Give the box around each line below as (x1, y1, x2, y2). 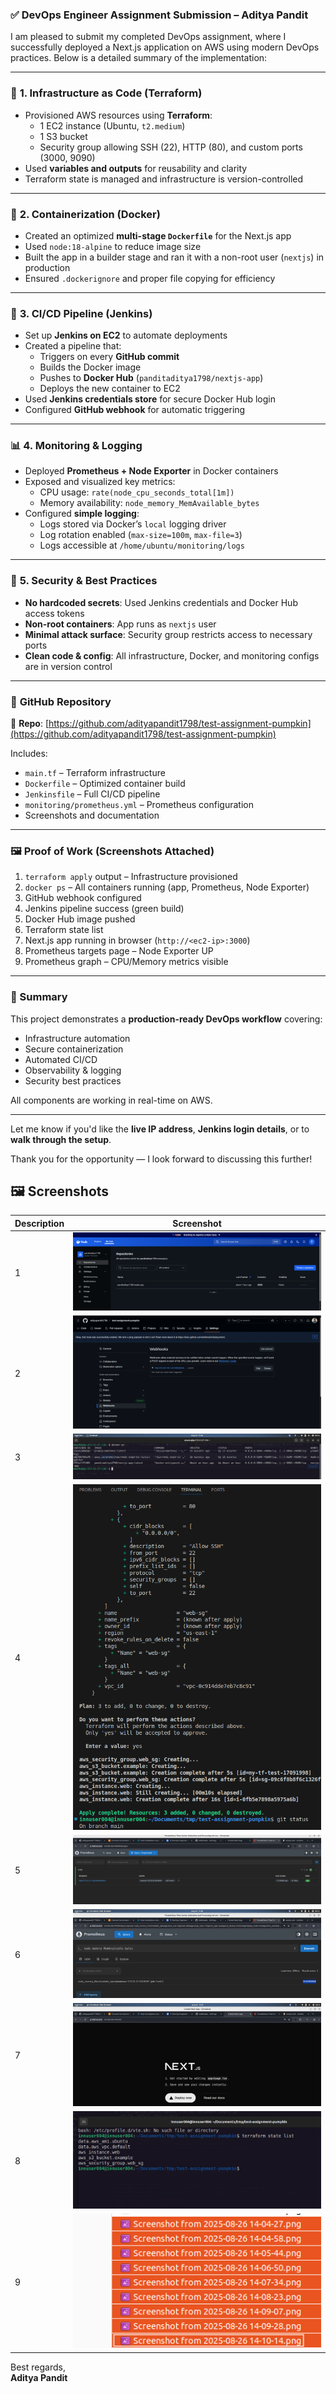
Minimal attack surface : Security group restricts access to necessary (24, 628, 313, 640)
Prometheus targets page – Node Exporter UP (24, 945, 214, 957)
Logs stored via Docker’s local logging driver (39, 518, 227, 530)
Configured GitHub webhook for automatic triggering (24, 404, 246, 416)
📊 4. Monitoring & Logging (10, 439, 143, 453)
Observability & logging (24, 1064, 122, 1076)
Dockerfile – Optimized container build (24, 778, 186, 790)
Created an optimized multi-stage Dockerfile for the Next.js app (24, 229, 292, 242)
